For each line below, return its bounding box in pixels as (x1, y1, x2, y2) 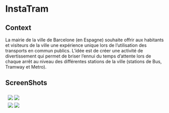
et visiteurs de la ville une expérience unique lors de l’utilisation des (5, 42, 147, 48)
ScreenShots (5, 78, 47, 87)
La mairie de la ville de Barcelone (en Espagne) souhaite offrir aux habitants (5, 37, 164, 43)
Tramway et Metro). (5, 64, 47, 70)
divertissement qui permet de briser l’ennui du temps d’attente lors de (5, 53, 151, 59)
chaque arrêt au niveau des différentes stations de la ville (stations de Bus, (5, 59, 162, 64)
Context (5, 23, 32, 32)
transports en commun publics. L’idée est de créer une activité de (5, 48, 144, 53)
